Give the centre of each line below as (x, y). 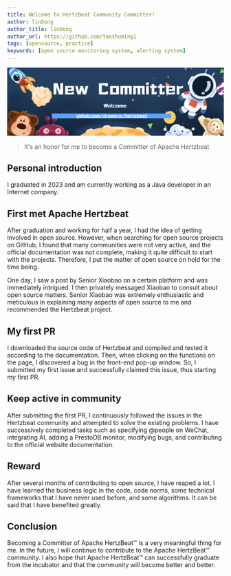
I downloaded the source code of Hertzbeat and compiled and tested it (108, 347)
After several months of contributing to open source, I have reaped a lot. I (111, 483)
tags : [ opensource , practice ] (51, 44)
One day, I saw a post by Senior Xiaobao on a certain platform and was (108, 280)
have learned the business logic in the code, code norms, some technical (111, 490)
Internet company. (33, 192)
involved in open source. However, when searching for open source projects (115, 238)
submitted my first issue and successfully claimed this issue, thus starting (112, 369)
